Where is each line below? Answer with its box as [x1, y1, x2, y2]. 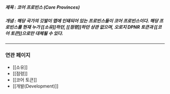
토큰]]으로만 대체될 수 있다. [10, 30, 64, 36]
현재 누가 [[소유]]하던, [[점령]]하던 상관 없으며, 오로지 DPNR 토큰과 [22, 24, 153, 30]
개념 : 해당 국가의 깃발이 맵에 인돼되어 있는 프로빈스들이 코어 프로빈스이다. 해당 [5, 18, 158, 24]
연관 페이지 [5, 52, 31, 59]
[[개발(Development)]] [12, 83, 59, 89]
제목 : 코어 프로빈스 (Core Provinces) [5, 4, 80, 10]
